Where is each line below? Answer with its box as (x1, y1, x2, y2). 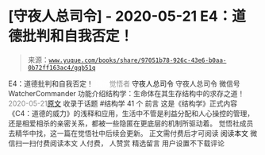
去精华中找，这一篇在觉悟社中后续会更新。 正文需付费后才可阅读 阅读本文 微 (8, 128, 258, 138)
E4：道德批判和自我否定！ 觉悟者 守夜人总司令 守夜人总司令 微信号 (8, 79, 240, 88)
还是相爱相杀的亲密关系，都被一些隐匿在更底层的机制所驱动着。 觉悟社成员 (8, 118, 254, 128)
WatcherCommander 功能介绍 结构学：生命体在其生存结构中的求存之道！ (8, 88, 245, 98)
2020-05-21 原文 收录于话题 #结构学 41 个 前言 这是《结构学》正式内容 (8, 99, 238, 108)
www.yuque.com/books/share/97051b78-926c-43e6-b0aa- (48, 56, 227, 64)
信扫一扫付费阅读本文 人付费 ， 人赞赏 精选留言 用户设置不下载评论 (8, 138, 225, 148)
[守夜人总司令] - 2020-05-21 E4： (8, 7, 232, 25)
